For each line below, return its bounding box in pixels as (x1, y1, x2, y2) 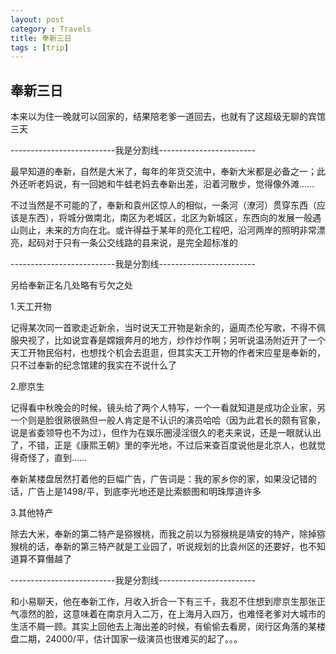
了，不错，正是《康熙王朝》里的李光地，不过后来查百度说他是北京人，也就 (10, 439, 317, 451)
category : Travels (10, 24, 92, 34)
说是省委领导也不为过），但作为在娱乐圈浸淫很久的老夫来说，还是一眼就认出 (10, 427, 322, 439)
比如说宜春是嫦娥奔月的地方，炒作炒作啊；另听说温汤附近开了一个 (53, 334, 326, 346)
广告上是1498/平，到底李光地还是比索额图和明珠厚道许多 (27, 486, 262, 498)
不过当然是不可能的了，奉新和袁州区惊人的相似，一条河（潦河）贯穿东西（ (10, 199, 317, 211)
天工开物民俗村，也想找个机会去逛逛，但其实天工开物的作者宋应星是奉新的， (10, 347, 326, 359)
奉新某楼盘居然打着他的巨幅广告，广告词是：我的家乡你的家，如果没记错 (10, 473, 308, 485)
